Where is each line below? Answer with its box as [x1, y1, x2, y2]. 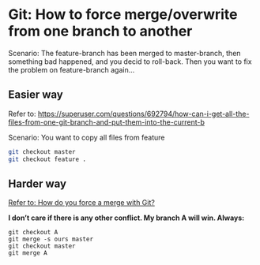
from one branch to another [8, 22, 193, 40]
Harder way [8, 177, 67, 190]
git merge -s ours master [8, 235, 93, 244]
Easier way [8, 88, 63, 102]
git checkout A [8, 229, 58, 237]
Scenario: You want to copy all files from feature [8, 132, 165, 142]
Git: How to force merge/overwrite [8, 6, 239, 24]
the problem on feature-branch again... [8, 65, 135, 74]
